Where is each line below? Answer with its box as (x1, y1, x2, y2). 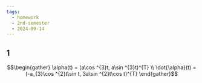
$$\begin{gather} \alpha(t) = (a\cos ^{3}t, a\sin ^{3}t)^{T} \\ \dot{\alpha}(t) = (7, 64, 197, 71)
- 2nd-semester (11, 20, 50, 26)
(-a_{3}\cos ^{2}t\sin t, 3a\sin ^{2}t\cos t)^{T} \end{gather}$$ (25, 70, 178, 78)
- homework (11, 14, 39, 20)
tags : (6, 8, 20, 15)
